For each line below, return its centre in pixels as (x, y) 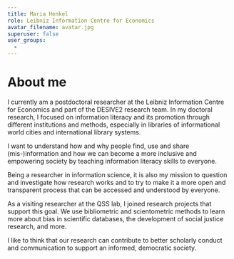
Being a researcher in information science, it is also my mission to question (117, 174)
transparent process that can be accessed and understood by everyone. (114, 190)
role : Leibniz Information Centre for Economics (81, 21)
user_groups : (27, 41)
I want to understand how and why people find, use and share (98, 146)
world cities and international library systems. (74, 132)
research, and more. (37, 226)
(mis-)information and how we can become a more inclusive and (102, 153)
